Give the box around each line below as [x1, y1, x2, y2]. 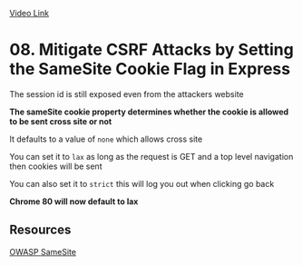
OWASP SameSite [9, 246, 77, 257]
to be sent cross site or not [9, 115, 112, 126]
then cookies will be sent [9, 161, 102, 172]
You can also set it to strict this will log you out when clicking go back [9, 178, 275, 189]
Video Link [9, 8, 50, 18]
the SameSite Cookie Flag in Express [9, 59, 291, 80]
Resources [9, 222, 72, 238]
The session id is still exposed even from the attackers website [9, 88, 244, 99]
